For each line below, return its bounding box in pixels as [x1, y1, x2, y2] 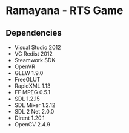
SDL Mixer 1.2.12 [14, 102, 56, 109]
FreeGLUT [14, 76, 41, 83]
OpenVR [14, 63, 36, 70]
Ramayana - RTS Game [5, 4, 124, 18]
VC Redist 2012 [14, 50, 53, 57]
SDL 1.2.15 [14, 95, 40, 102]
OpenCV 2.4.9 [14, 121, 51, 128]
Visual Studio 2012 [14, 44, 61, 51]
